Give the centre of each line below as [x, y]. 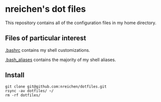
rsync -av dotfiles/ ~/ [30, 91]
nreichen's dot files [46, 9]
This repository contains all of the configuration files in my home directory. [81, 23]
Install [15, 75]
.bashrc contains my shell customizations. [48, 50]
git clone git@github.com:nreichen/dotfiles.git [56, 86]
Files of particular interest [46, 38]
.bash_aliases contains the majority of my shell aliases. [61, 60]
